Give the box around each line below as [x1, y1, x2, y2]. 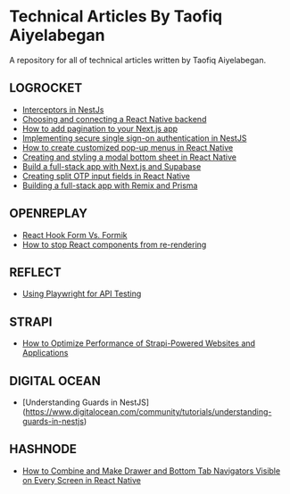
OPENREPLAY [9, 206, 87, 221]
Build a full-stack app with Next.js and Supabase [21, 161, 202, 171]
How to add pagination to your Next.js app [21, 123, 178, 134]
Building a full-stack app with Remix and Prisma [21, 180, 198, 191]
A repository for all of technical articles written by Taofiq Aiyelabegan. [9, 54, 266, 65]
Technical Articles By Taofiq [9, 6, 223, 27]
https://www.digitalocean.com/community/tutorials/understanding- [25, 407, 272, 416]
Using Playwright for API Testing [21, 288, 142, 300]
